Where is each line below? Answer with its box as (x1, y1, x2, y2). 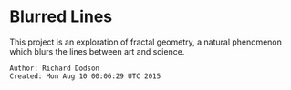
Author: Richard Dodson (9, 64, 100, 73)
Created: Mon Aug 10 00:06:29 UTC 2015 (9, 71, 161, 81)
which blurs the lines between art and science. (9, 45, 185, 56)
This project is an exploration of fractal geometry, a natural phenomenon (9, 36, 283, 47)
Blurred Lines (9, 6, 113, 27)
